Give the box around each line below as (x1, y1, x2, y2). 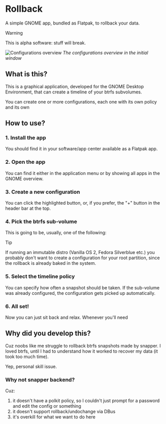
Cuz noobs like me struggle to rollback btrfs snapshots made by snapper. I (5, 342, 161, 348)
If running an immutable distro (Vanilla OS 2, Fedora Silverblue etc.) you (5, 250, 155, 256)
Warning (5, 30, 23, 36)
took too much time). (5, 353, 49, 360)
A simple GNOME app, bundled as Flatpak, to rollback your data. (5, 20, 140, 26)
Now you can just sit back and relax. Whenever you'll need (5, 314, 128, 320)
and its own (5, 104, 29, 110)
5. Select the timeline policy (5, 273, 75, 280)
